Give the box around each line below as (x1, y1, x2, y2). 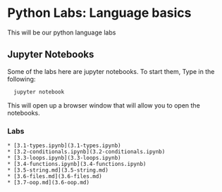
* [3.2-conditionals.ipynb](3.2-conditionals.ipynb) (7, 148, 166, 155)
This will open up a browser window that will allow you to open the (7, 101, 201, 110)
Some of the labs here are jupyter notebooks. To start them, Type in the (7, 67, 215, 75)
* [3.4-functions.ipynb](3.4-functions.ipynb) (7, 160, 147, 167)
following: (7, 75, 36, 83)
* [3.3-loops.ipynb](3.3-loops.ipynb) (7, 154, 121, 161)
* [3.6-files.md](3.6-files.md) (7, 172, 102, 180)
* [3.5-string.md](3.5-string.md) (7, 167, 109, 174)
